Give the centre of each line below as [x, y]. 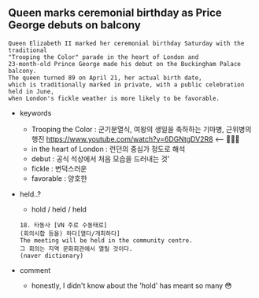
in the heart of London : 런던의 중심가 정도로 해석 [108, 149]
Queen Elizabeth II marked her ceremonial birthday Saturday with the [126, 43]
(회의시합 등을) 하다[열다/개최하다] [70, 234]
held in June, [31, 91]
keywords [35, 112]
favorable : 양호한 [59, 178]
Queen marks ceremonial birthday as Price [115, 13]
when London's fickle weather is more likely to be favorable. [114, 98]
